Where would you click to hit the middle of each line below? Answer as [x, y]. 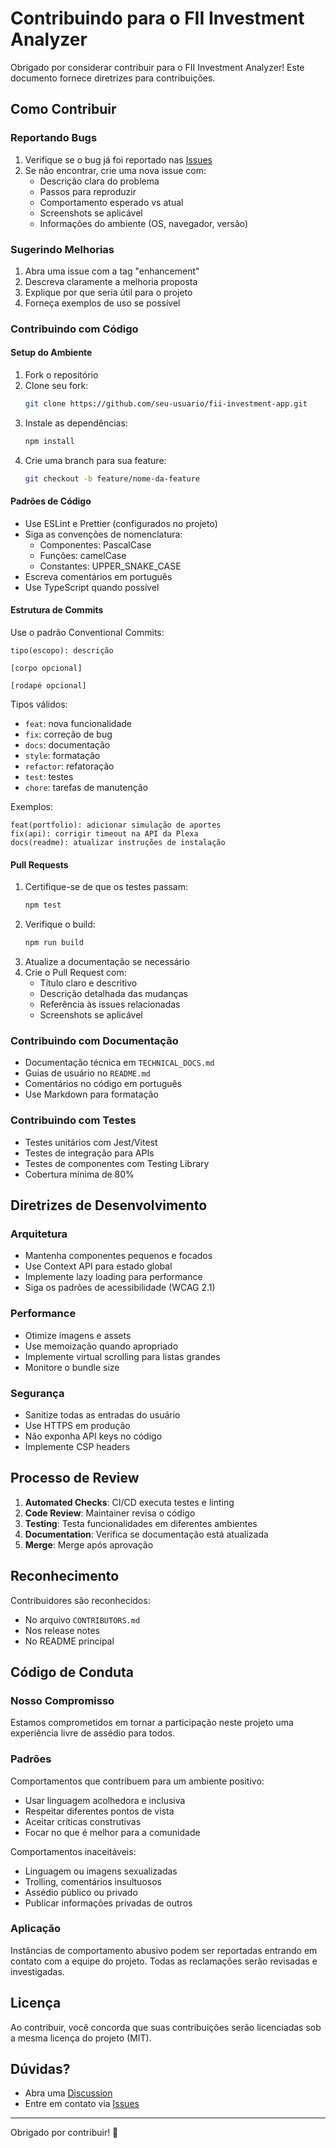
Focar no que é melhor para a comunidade [112, 1832]
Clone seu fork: [56, 386]
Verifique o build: [60, 924]
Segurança [37, 1393]
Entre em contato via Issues [82, 2104]
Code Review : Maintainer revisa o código [110, 1513]
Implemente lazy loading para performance [113, 1277]
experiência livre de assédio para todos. [93, 1733]
